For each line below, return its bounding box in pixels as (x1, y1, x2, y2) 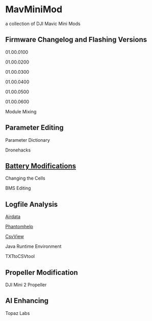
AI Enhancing (5, 296, 49, 305)
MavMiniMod (5, 4, 63, 15)
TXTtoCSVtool (5, 253, 35, 260)
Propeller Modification (5, 268, 78, 277)
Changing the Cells (5, 175, 45, 181)
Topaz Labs (5, 310, 30, 316)
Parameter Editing (5, 123, 64, 132)
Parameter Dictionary (5, 137, 50, 143)
